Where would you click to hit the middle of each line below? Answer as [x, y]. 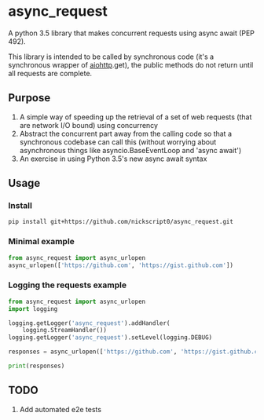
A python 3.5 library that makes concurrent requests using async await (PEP [132, 33]
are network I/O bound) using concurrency [89, 125]
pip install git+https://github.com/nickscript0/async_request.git [121, 222]
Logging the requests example [68, 285]
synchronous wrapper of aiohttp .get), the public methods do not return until [131, 64]
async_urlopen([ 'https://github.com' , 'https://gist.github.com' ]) [121, 265]
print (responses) [37, 366]
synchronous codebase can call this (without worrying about [118, 142]
